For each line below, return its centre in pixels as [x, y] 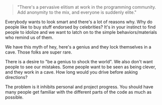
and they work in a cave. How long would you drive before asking [71, 72]
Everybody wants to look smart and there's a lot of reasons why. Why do [79, 22]
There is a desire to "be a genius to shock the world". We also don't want [79, 62]
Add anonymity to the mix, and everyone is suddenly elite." [77, 12]
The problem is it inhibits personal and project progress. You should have [79, 87]
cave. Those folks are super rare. [39, 52]
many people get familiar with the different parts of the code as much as [78, 92]
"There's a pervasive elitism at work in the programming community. [87, 7]
